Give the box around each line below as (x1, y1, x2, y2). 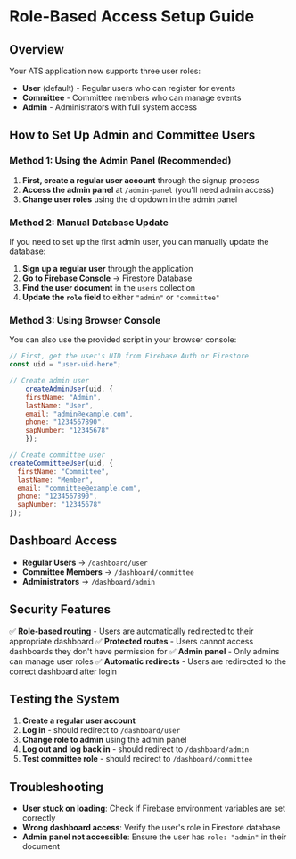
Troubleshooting (9, 779, 104, 795)
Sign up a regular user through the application (21, 263, 193, 274)
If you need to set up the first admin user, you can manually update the (9, 236, 269, 247)
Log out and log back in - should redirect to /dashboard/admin (21, 744, 250, 754)
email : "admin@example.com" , (25, 409, 134, 418)
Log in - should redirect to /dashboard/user (21, 725, 181, 736)
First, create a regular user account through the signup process (21, 174, 259, 185)
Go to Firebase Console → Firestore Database (21, 273, 193, 283)
